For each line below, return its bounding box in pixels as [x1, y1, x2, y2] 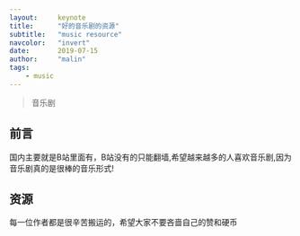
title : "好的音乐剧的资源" [9, 22, 119, 31]
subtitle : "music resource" [9, 30, 123, 39]
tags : [9, 64, 30, 73]
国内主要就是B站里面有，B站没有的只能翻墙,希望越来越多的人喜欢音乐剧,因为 [9, 152, 292, 162]
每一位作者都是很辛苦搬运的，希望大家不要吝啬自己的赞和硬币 [9, 217, 238, 228]
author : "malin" [9, 55, 87, 64]
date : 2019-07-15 [9, 47, 99, 56]
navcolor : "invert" [9, 38, 91, 48]
